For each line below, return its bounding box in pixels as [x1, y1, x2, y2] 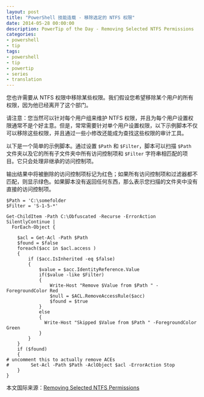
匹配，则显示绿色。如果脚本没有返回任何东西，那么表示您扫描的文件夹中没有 [6, 178, 198, 185]
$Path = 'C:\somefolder [6, 198, 67, 204]
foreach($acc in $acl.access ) [17, 245, 97, 252]
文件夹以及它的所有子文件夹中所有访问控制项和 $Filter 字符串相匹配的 [6, 150, 183, 158]
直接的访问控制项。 [6, 185, 55, 193]
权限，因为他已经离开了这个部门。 [6, 101, 92, 109]
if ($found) [17, 346, 47, 352]
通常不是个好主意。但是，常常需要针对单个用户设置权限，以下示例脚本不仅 [11, 122, 198, 129]
